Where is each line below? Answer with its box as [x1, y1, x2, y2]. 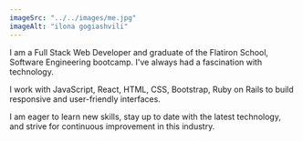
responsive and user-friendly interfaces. [9, 93, 162, 105]
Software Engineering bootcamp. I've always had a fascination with [9, 56, 263, 67]
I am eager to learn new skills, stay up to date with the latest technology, [9, 111, 281, 122]
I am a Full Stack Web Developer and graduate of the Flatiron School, [9, 46, 269, 57]
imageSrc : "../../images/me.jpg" [9, 13, 137, 23]
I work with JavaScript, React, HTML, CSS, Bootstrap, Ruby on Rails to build [9, 84, 294, 95]
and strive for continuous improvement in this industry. [9, 120, 215, 132]
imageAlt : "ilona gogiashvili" [9, 22, 129, 31]
